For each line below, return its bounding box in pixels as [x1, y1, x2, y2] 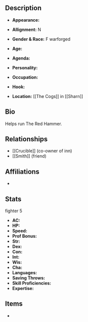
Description [5, 4, 42, 12]
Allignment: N [12, 27, 42, 32]
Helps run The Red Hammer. [5, 121, 62, 127]
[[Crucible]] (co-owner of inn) [12, 148, 72, 154]
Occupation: [12, 74, 38, 80]
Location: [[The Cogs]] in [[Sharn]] [12, 93, 83, 99]
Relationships [5, 135, 48, 143]
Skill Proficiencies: [12, 280, 51, 286]
